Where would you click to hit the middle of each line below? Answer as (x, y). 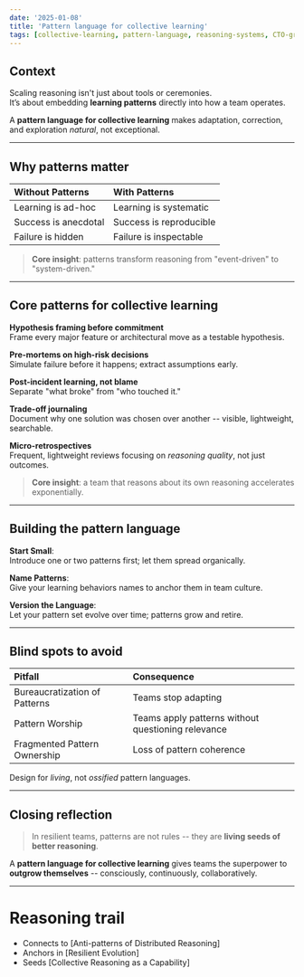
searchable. (31, 428)
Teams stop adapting (177, 697)
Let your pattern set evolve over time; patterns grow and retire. (127, 614)
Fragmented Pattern (57, 745)
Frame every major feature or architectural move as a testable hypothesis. (147, 337)
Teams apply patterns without (196, 718)
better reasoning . (65, 846)
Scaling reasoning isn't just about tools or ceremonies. (111, 93)
